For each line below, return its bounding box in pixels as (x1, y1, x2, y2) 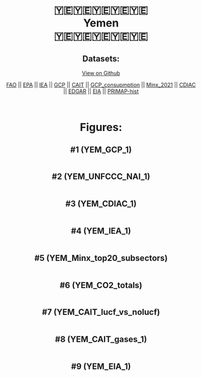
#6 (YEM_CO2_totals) (59, 280, 143, 290)
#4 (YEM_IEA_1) (71, 226, 131, 236)
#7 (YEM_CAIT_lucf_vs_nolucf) (42, 307, 160, 317)
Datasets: (82, 53, 120, 63)
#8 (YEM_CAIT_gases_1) (54, 334, 148, 344)
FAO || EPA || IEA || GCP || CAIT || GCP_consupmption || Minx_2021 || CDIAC (6, 82, 196, 88)
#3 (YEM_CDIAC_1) (65, 199, 137, 209)
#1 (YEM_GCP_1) (70, 144, 132, 155)
